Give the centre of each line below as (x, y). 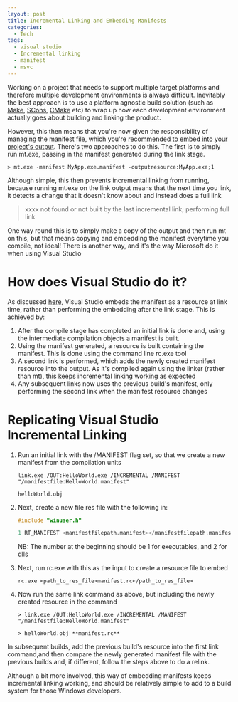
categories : (25, 27)
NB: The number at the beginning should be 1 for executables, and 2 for (122, 547)
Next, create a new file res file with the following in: (93, 507)
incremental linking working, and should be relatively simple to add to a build (119, 683)
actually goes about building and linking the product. (84, 117)
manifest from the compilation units (70, 462)
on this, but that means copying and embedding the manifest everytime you (118, 238)
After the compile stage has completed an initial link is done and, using (121, 330)
